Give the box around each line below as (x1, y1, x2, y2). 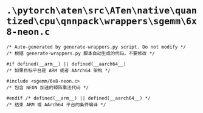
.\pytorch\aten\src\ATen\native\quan (6, 5, 198, 16)
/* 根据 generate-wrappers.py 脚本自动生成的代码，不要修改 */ (6, 50, 155, 56)
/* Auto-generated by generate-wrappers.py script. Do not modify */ (6, 44, 187, 50)
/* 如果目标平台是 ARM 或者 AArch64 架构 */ (6, 67, 111, 74)
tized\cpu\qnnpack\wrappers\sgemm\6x (6, 16, 198, 27)
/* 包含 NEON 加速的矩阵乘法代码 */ (6, 84, 89, 91)
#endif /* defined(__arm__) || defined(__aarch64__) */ (6, 95, 151, 101)
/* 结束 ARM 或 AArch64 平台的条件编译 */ (6, 101, 106, 108)
